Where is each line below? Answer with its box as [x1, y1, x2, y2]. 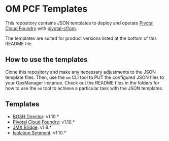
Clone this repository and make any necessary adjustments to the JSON [5, 69, 156, 75]
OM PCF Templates [5, 3, 88, 15]
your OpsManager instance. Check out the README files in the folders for [5, 79, 160, 86]
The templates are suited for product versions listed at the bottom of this [5, 35, 157, 41]
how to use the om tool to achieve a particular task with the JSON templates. [5, 85, 163, 91]
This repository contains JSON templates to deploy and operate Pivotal [5, 20, 154, 26]
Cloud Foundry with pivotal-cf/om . [5, 25, 77, 31]
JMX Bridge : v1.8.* [12, 124, 52, 130]
